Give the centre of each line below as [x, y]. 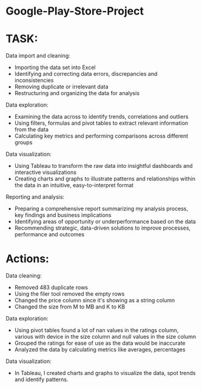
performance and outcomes [49, 234]
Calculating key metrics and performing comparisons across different [101, 136]
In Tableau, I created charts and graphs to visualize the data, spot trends [105, 373]
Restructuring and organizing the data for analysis [77, 93]
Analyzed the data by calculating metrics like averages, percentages [100, 350]
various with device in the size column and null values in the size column [105, 337]
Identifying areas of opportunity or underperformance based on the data [105, 222]
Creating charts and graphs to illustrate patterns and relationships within [105, 179]
